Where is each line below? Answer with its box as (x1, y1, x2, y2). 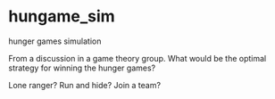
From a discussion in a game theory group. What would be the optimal (8, 53, 267, 63)
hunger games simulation (8, 36, 102, 46)
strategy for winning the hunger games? (8, 62, 156, 73)
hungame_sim (8, 6, 115, 27)
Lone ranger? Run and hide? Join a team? (8, 79, 162, 90)
